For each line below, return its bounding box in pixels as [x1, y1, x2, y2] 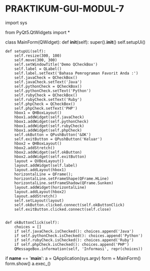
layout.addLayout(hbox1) [14, 167, 66, 172]
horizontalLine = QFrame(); [14, 172, 73, 177]
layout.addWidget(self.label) [14, 163, 78, 168]
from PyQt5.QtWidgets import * [5, 29, 70, 35]
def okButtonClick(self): [5, 220, 59, 225]
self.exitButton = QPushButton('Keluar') [14, 137, 102, 142]
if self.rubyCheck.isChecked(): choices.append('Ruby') [14, 237, 134, 242]
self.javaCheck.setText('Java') [14, 79, 82, 84]
